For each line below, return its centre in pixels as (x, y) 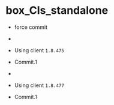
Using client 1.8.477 (39, 85)
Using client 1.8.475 (39, 50)
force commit (31, 27)
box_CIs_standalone (57, 10)
